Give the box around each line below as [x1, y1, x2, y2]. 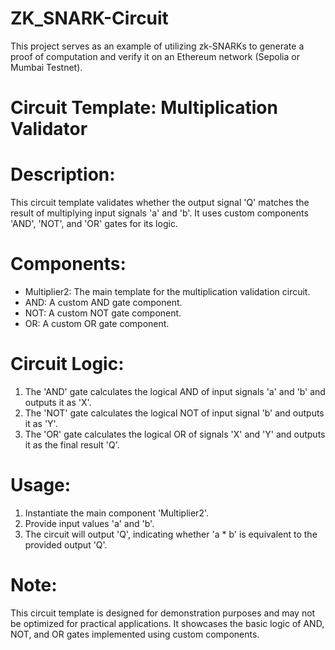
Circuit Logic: [10, 353, 125, 376]
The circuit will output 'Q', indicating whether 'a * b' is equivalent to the [24, 528, 318, 540]
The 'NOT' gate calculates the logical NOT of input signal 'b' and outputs [24, 407, 325, 419]
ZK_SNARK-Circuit [10, 7, 169, 30]
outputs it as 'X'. [24, 396, 92, 408]
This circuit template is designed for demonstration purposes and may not [10, 607, 316, 619]
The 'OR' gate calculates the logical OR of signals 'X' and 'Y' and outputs [24, 428, 326, 440]
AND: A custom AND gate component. [24, 297, 183, 308]
